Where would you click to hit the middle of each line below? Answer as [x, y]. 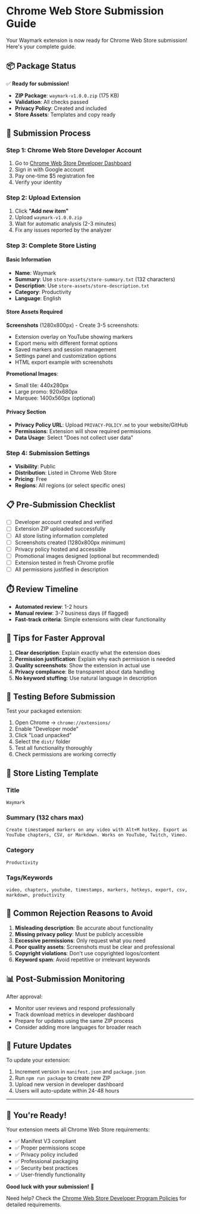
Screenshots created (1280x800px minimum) [70, 542]
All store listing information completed [61, 535]
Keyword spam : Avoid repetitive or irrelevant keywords [82, 959]
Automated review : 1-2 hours [51, 606]
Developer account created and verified [64, 522]
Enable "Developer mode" [47, 729]
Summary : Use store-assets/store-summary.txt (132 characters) [95, 279]
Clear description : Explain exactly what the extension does [87, 652]
